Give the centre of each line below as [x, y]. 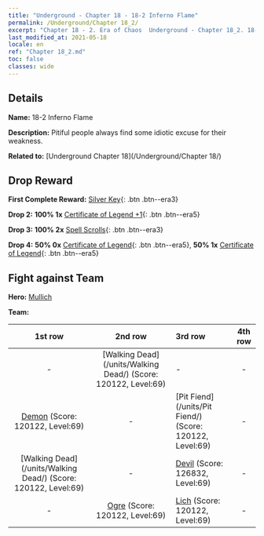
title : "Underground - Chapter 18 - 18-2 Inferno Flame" [103, 15]
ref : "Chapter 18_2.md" [47, 52]
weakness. [26, 140]
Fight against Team [56, 278]
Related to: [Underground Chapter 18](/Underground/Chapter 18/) [115, 156]
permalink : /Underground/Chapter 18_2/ [73, 23]
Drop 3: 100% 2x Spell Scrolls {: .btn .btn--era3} [86, 230]
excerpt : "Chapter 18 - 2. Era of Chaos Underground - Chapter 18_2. [126, 30]
